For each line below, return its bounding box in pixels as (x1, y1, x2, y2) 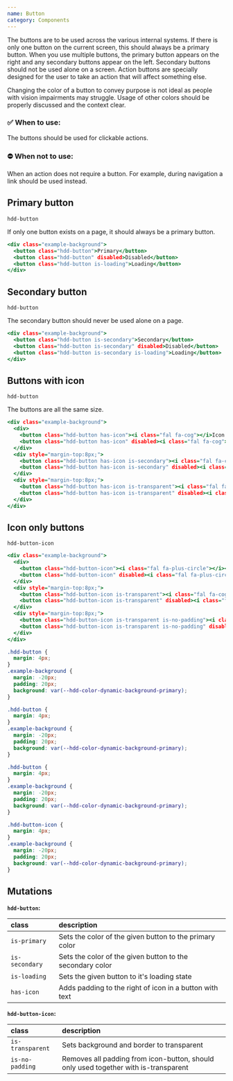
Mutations (7, 885, 53, 897)
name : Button (7, 10, 45, 17)
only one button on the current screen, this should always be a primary (7, 43, 210, 51)
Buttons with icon (7, 375, 85, 387)
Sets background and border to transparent (62, 1040, 203, 1050)
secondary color (58, 960, 112, 970)
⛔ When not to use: (7, 151, 74, 161)
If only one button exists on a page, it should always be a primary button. (7, 227, 216, 236)
